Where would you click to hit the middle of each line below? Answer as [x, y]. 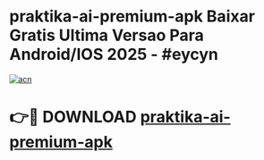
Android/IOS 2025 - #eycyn [114, 55]
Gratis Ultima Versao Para [106, 35]
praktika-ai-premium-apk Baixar [132, 17]
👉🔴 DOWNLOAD [73, 117]
